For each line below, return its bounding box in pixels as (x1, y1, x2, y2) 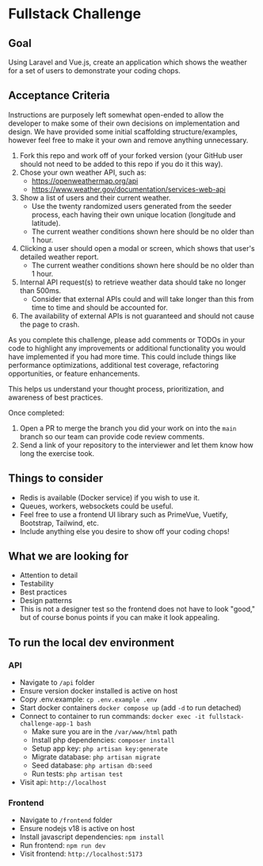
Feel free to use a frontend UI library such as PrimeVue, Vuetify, (19, 509, 228, 519)
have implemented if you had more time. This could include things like (8, 351, 237, 361)
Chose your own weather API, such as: (19, 168, 147, 177)
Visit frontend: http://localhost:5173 (19, 849, 143, 859)
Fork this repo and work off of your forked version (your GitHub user (19, 150, 243, 160)
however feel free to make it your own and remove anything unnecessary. (8, 135, 249, 145)
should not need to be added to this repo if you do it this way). (19, 159, 223, 168)
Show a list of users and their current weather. (19, 192, 171, 203)
